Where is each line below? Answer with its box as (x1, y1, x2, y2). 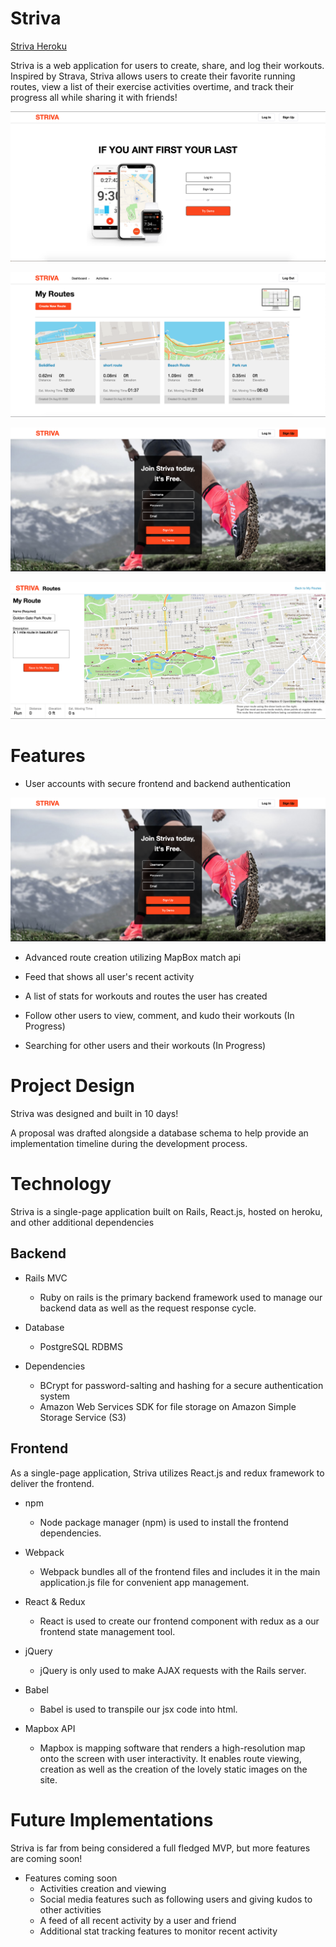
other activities (39, 1903, 102, 1916)
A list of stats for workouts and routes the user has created (24, 990, 268, 1002)
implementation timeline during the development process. (10, 1138, 248, 1150)
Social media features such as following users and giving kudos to (39, 1893, 313, 1905)
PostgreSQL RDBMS (39, 1340, 123, 1352)
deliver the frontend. (10, 1477, 95, 1489)
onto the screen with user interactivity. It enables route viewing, (39, 1752, 302, 1764)
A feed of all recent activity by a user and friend (39, 1914, 237, 1926)
